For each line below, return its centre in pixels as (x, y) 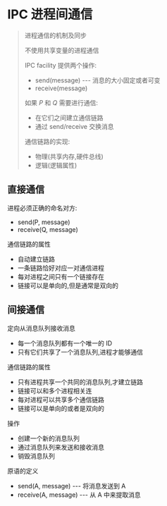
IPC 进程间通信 (50, 14)
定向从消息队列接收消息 (41, 328)
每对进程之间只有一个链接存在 (61, 276)
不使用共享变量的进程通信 (62, 50)
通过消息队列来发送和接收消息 (61, 447)
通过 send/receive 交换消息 (74, 126)
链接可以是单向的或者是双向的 (61, 408)
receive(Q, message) (48, 229)
